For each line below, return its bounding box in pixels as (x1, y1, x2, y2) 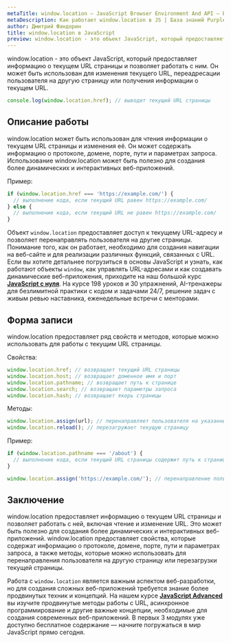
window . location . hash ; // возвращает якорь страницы (7, 392, 162, 399)
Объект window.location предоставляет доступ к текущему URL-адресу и (7, 229, 223, 237)
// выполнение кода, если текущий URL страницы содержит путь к (13, 456, 201, 463)
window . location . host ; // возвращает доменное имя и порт (7, 372, 177, 379)
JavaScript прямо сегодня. (7, 628, 85, 637)
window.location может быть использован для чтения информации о (7, 134, 208, 143)
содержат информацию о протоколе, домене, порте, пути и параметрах (7, 542, 220, 550)
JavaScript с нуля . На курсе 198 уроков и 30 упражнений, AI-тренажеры (7, 280, 222, 288)
